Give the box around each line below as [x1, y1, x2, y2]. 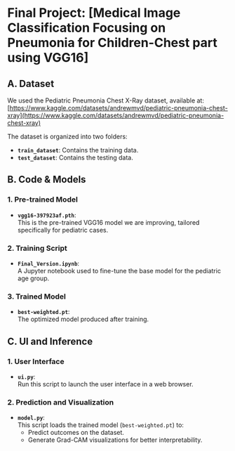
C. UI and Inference [7, 335, 93, 347]
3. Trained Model [7, 292, 67, 301]
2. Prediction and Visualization [7, 397, 114, 407]
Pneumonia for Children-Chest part [7, 35, 217, 51]
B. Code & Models [7, 174, 86, 185]
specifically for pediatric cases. [17, 225, 109, 234]
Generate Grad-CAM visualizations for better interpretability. [27, 436, 203, 444]
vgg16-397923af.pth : [17, 211, 76, 219]
